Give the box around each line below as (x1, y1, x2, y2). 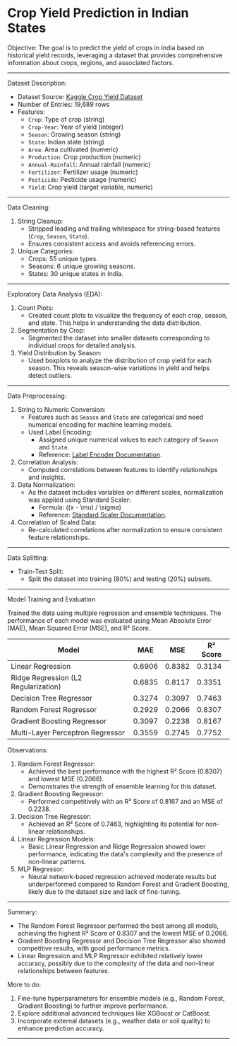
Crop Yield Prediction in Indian (7, 5, 189, 21)
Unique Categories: (17, 246, 74, 255)
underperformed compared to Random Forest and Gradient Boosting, (28, 880, 229, 888)
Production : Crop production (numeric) (28, 152, 141, 161)
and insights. (28, 473, 66, 481)
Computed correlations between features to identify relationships (28, 465, 218, 473)
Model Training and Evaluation (7, 594, 96, 603)
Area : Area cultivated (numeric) (28, 145, 119, 154)
